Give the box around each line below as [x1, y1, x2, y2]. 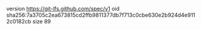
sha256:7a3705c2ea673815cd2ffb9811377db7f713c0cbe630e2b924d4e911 [6, 11, 196, 19]
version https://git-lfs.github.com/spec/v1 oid [6, 5, 120, 12]
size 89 [32, 18, 51, 25]
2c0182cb [6, 18, 32, 25]
